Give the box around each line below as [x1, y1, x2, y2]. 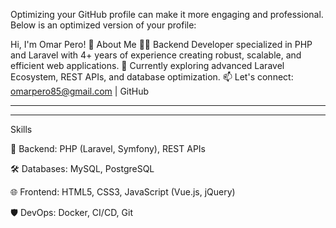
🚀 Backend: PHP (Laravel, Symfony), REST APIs [10, 143, 206, 154]
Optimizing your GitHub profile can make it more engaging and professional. [10, 9, 324, 20]
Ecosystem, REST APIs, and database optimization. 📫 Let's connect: [10, 71, 294, 83]
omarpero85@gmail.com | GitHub [10, 85, 150, 97]
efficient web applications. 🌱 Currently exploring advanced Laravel [10, 60, 285, 71]
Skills [10, 124, 33, 135]
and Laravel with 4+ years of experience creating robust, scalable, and [10, 49, 302, 61]
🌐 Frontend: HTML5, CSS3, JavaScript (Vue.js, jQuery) [10, 186, 236, 198]
